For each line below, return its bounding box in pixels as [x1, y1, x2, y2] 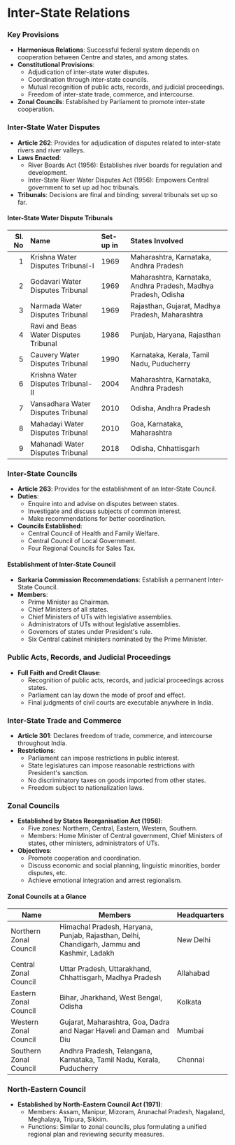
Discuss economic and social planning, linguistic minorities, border [27, 861, 221, 870]
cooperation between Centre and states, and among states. [17, 53, 190, 62]
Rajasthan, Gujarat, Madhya [130, 301, 221, 310]
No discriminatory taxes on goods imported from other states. [27, 776, 206, 784]
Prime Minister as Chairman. [27, 598, 110, 606]
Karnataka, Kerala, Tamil [130, 350, 210, 359]
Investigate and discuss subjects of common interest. [27, 507, 182, 515]
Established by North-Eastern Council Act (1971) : [17, 1100, 163, 1109]
